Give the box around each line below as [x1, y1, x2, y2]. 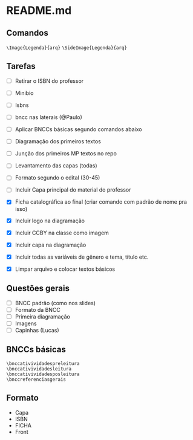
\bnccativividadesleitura [6, 366, 71, 372]
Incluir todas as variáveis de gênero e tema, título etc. [15, 253, 149, 260]
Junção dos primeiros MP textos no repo [15, 150, 117, 157]
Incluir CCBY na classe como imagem [15, 229, 109, 236]
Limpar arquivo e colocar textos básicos [15, 265, 116, 273]
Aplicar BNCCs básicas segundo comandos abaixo [15, 126, 142, 133]
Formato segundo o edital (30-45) [15, 174, 100, 181]
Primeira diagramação [15, 312, 71, 320]
